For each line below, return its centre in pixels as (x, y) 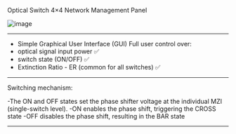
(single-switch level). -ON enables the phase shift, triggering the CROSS (112, 109)
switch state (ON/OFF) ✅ (53, 59)
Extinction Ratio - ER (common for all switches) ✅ (89, 67)
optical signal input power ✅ (58, 51)
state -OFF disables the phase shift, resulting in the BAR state (96, 116)
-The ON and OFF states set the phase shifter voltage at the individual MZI (115, 101)
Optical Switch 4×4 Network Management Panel (77, 10)
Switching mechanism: (40, 88)
